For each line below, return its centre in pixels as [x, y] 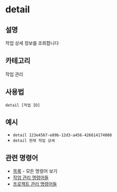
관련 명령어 [22, 158]
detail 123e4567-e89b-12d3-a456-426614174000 [62, 135]
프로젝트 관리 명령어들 [35, 184]
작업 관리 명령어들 [31, 178]
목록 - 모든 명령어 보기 [35, 171]
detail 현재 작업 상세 [34, 141]
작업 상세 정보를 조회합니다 [32, 43]
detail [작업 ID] [23, 105]
